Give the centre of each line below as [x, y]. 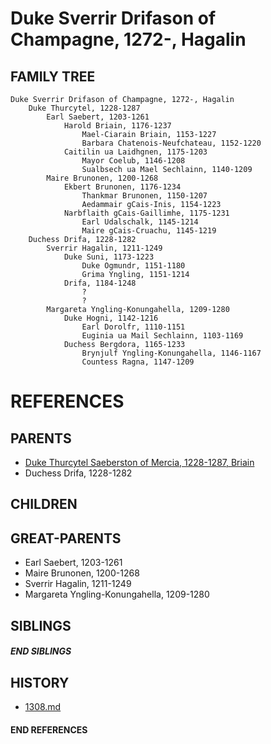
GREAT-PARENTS [66, 538]
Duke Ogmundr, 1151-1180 [133, 266]
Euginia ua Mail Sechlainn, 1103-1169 [162, 336]
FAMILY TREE [53, 76]
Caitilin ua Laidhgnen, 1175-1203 [135, 152]
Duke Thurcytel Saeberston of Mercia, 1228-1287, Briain [139, 462]
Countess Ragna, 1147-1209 [138, 362]
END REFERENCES [49, 729]
